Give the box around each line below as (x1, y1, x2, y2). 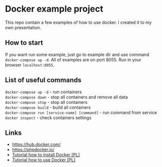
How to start (5, 39, 43, 47)
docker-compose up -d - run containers (5, 89, 82, 95)
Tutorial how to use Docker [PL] (12, 157, 76, 163)
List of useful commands (5, 76, 81, 84)
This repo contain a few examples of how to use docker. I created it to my (5, 19, 152, 25)
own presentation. (5, 24, 41, 30)
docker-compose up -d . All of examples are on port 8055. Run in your (5, 57, 142, 63)
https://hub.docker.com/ (12, 142, 61, 148)
